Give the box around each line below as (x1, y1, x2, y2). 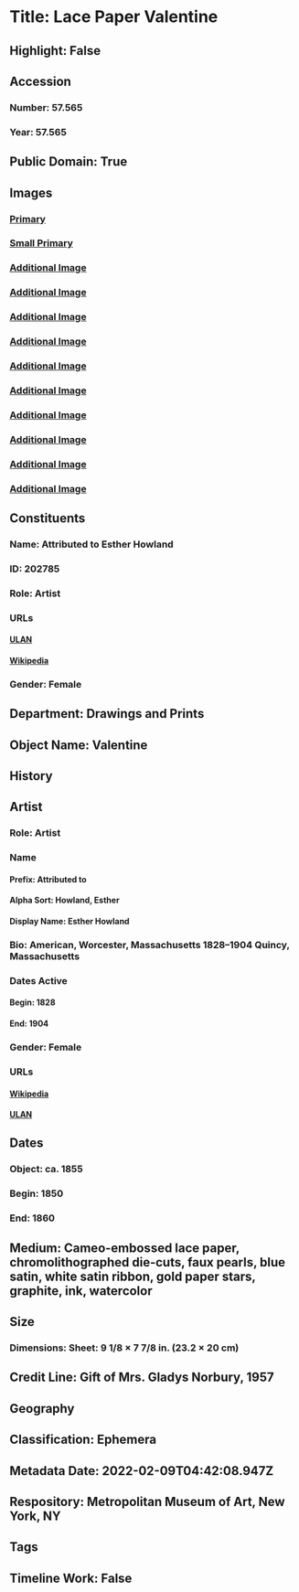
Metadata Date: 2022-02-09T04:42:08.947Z (9, 1463, 274, 1479)
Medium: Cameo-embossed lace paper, (9, 1240, 240, 1255)
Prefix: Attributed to (9, 873, 87, 884)
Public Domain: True (9, 154, 128, 170)
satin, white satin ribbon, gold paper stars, (9, 1268, 256, 1284)
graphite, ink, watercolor (9, 1283, 153, 1298)
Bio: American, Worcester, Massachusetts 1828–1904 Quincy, (9, 938, 290, 951)
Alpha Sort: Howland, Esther (9, 894, 121, 906)
